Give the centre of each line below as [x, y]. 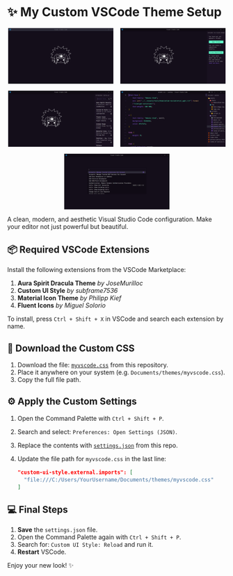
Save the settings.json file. [57, 530]
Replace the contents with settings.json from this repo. [98, 445]
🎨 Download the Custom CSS [71, 348]
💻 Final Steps [38, 510]
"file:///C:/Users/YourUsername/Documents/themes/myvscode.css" [119, 480]
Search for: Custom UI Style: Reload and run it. [85, 545]
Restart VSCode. [42, 552]
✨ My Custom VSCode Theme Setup [114, 12]
